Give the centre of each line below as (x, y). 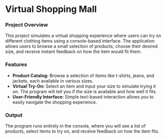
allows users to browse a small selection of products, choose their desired (82, 46)
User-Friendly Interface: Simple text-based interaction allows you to (83, 96)
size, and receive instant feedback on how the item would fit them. (74, 51)
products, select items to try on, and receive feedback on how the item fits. (82, 131)
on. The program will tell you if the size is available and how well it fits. (84, 91)
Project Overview (27, 25)
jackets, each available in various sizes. (53, 80)
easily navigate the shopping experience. (55, 102)
